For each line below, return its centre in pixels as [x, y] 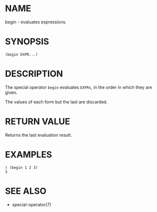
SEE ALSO [26, 191]
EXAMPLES [28, 154]
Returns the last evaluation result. [38, 135]
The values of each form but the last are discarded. [56, 102]
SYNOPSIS [27, 42]
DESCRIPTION [34, 74]
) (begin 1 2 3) [21, 168]
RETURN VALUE [38, 122]
